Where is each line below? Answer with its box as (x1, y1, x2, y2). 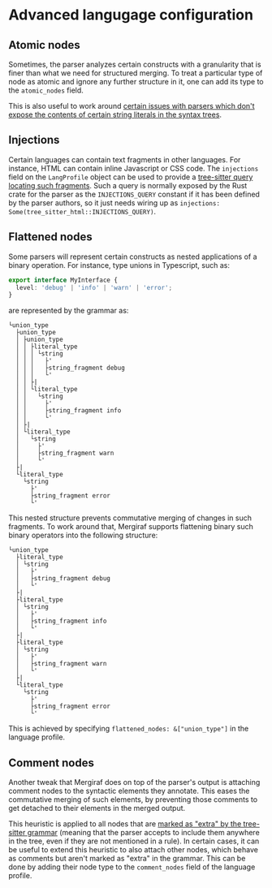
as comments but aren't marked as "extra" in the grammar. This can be (8, 854, 246, 864)
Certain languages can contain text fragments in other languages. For (8, 154, 241, 164)
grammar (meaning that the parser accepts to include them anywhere (27, 828, 260, 838)
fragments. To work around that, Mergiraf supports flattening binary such (8, 522, 253, 532)
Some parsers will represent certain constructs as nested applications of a (8, 252, 257, 261)
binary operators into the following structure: (8, 530, 158, 541)
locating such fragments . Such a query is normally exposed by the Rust (8, 180, 248, 190)
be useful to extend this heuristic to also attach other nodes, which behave (8, 845, 258, 855)
